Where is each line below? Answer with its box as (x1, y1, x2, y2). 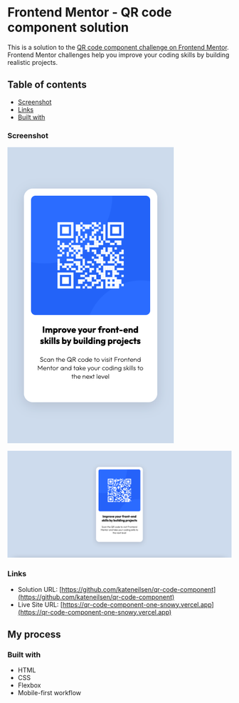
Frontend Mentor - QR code (7, 4, 172, 21)
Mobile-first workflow (17, 689, 82, 697)
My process (7, 628, 61, 640)
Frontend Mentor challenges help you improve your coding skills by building (7, 51, 230, 59)
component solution (7, 19, 129, 36)
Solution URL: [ (17, 585, 62, 593)
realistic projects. (7, 58, 58, 66)
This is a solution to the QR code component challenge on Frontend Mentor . (7, 43, 229, 51)
